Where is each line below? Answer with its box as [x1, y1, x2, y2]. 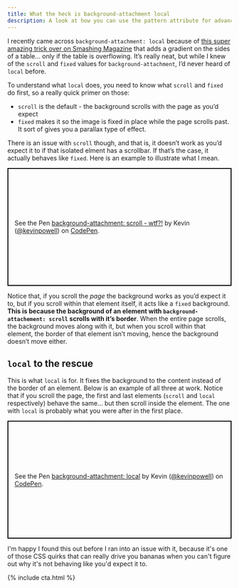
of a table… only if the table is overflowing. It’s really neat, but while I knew [7, 51, 226, 61]
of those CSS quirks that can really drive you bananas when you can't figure [7, 552, 231, 561]
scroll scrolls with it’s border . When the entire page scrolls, [48, 314, 226, 322]
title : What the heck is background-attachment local [7, 10, 171, 18]
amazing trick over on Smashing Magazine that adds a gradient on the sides [7, 44, 230, 53]
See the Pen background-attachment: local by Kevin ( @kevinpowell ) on [14, 471, 223, 481]
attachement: [7, 315, 46, 322]
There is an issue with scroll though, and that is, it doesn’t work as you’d [7, 138, 222, 147]
